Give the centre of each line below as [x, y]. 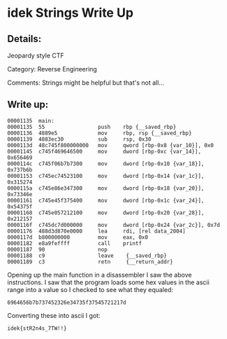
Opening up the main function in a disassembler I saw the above [100, 275]
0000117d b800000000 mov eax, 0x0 [78, 237]
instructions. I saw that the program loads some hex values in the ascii [108, 282]
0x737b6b [20, 169]
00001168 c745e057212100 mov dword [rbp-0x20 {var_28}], [106, 213]
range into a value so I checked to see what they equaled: [90, 289]
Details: [24, 39]
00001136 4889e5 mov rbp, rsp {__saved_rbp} [100, 133]
